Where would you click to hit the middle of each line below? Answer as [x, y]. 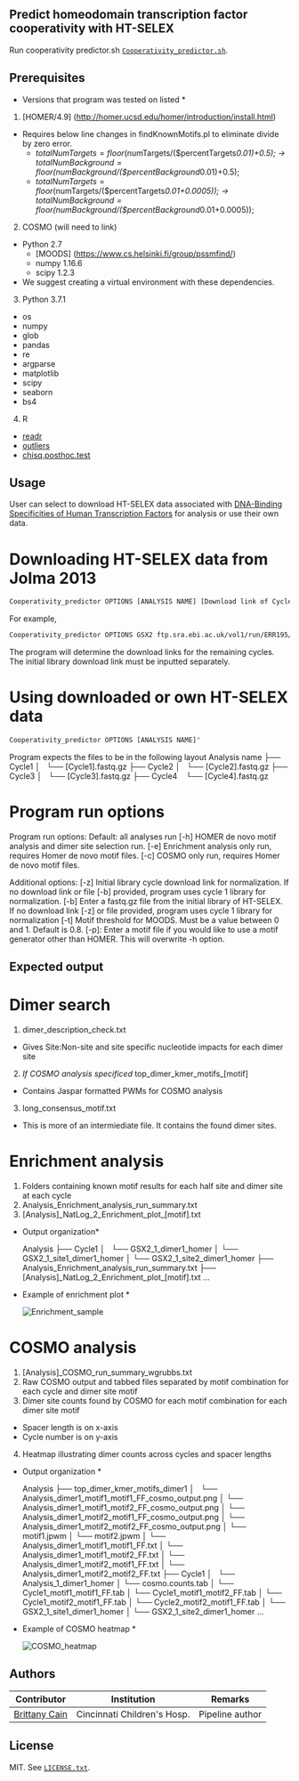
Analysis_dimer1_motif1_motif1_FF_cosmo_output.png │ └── [133, 1498]
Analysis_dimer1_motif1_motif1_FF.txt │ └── [102, 1546]
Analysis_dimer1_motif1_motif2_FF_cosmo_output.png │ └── [133, 1508]
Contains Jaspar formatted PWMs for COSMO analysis [122, 1091]
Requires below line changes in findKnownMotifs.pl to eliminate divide [150, 134]
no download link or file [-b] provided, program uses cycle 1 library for [137, 891]
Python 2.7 [42, 244]
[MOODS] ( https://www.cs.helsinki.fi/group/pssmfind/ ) [136, 254]
